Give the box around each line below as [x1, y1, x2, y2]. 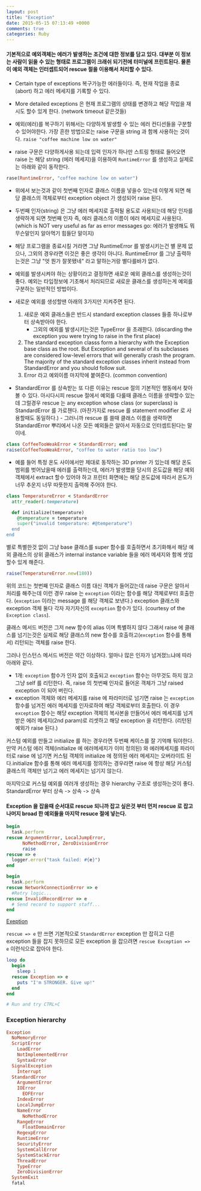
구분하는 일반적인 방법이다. [14, 285, 78, 292]
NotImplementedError [17, 1052, 68, 1058]
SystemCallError [17, 1147, 58, 1153]
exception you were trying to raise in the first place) [32, 333, 161, 340]
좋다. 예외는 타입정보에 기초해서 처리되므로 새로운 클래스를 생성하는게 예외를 [14, 277, 193, 285]
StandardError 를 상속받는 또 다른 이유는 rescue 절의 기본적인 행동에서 [14, 384, 182, 392]
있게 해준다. [17, 559, 45, 566]
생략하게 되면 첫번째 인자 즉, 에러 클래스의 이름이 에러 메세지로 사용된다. [14, 214, 183, 222]
